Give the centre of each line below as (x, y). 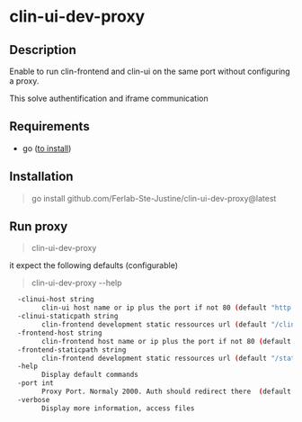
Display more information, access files (118, 408)
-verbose (34, 400)
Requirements (49, 126)
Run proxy (39, 227)
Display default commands (90, 375)
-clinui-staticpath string (68, 317)
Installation (41, 177)
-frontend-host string (60, 333)
